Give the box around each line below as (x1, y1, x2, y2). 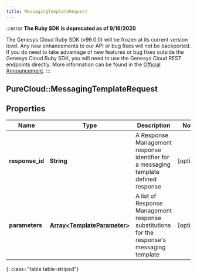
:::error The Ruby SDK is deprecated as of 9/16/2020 (6, 25, 136, 32)
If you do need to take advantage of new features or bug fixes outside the (6, 48, 184, 56)
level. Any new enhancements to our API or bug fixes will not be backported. (6, 42, 191, 49)
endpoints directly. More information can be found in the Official (6, 61, 161, 68)
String (49, 156, 67, 164)
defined (135, 175, 157, 183)
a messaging (135, 160, 171, 169)
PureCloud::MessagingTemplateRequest (6, 84, 158, 94)
